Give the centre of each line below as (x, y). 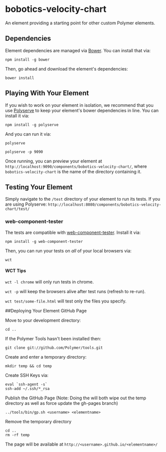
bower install (20, 78)
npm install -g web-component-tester (44, 241)
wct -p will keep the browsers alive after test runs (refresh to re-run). (76, 291)
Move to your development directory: (43, 320)
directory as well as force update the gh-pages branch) (62, 403)
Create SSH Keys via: (27, 375)
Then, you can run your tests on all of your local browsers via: (68, 251)
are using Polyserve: (26, 204)
